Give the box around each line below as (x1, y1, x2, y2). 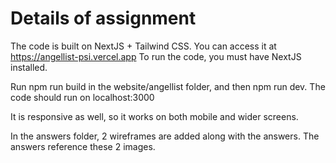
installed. (10, 61, 48, 73)
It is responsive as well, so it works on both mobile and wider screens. (10, 110, 299, 122)
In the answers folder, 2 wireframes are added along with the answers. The (10, 130, 320, 142)
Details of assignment (10, 7, 197, 30)
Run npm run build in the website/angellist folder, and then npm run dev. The (10, 80, 326, 92)
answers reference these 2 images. (10, 140, 156, 152)
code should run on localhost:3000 (10, 91, 155, 103)
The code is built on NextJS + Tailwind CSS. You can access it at (10, 40, 277, 52)
